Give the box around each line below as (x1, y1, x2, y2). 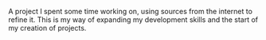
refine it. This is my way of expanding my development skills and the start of (8, 15, 259, 24)
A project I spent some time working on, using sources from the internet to (8, 7, 253, 16)
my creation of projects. (8, 24, 87, 32)
